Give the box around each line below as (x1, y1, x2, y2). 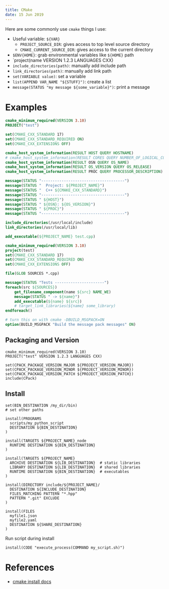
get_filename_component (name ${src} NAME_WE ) (14, 289, 112, 294)
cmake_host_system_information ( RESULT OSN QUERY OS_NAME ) (5, 160, 129, 165)
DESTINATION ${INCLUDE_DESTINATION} (10, 487, 87, 492)
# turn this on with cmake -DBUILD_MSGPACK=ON (5, 317, 105, 323)
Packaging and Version (5, 336, 79, 344)
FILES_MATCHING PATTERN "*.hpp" (10, 491, 78, 496)
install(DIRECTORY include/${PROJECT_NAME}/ (5, 482, 100, 487)
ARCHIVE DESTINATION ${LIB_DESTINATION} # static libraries (10, 460, 141, 465)
